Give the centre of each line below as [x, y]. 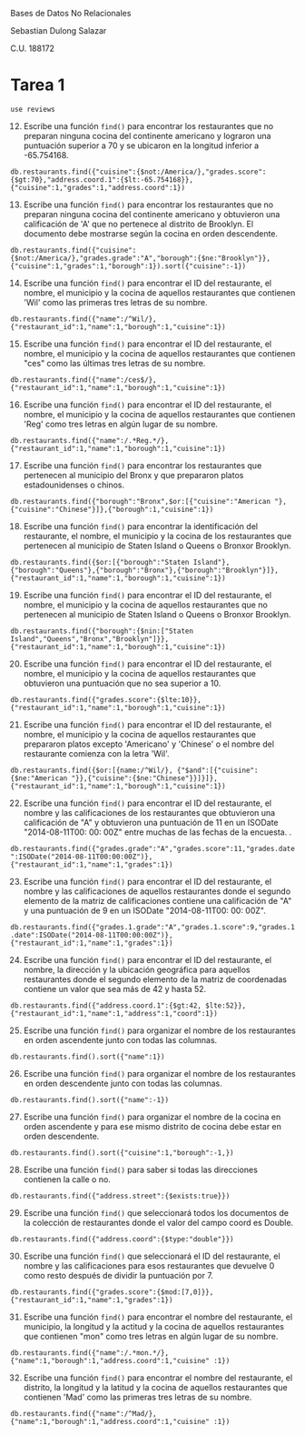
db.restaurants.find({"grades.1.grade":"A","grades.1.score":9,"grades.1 [153, 927]
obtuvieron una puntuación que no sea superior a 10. [122, 683]
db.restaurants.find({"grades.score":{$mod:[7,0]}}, [112, 1292]
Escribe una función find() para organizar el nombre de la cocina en [152, 1117]
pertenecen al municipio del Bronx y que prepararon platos [133, 475]
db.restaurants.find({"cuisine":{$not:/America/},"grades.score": [138, 172]
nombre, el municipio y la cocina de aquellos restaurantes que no [146, 605]
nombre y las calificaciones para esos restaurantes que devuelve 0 [149, 1265]
